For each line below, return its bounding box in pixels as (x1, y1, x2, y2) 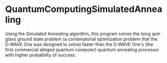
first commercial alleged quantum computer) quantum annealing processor (5, 46, 160, 52)
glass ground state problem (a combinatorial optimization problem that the (5, 36, 158, 42)
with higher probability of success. (5, 51, 76, 58)
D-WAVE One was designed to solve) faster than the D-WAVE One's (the (5, 41, 154, 47)
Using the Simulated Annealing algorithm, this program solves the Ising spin (5, 30, 161, 36)
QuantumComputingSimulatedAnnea (5, 3, 163, 15)
